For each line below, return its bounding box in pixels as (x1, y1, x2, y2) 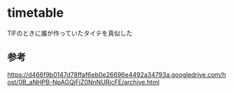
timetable (7, 5, 64, 21)
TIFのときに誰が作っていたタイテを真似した (7, 29, 133, 37)
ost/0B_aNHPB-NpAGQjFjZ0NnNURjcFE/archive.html (7, 78, 160, 86)
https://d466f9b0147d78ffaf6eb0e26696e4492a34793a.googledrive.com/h (7, 70, 226, 78)
